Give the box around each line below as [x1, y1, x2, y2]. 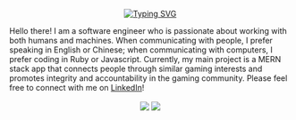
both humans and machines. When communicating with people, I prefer [9, 36, 273, 45]
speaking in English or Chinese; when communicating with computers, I [9, 44, 273, 55]
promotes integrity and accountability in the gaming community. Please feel [9, 73, 288, 84]
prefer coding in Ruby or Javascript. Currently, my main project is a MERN [9, 54, 282, 64]
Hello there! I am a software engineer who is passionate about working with [9, 26, 288, 36]
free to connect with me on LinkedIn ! [9, 83, 145, 92]
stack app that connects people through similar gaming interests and [9, 63, 263, 74]
